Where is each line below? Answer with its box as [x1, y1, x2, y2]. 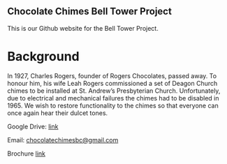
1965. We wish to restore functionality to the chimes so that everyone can [7, 101, 219, 110]
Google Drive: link [7, 122, 59, 131]
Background [7, 49, 80, 64]
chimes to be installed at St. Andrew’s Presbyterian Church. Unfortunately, [7, 87, 221, 95]
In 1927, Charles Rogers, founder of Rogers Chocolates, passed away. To [7, 71, 217, 80]
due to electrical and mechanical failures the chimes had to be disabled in [7, 94, 219, 102]
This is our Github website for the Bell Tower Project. [7, 24, 159, 32]
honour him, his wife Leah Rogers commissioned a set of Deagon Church [7, 79, 218, 87]
